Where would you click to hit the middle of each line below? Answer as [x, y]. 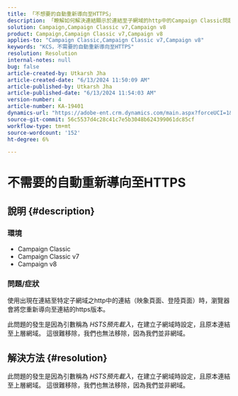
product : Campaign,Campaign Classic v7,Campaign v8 [85, 34]
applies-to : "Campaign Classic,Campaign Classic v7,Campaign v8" [106, 40]
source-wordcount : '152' [44, 133]
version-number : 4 [34, 100]
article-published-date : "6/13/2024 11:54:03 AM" [82, 93]
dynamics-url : [28, 113]
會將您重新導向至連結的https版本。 [58, 309]
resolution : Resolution [42, 54]
